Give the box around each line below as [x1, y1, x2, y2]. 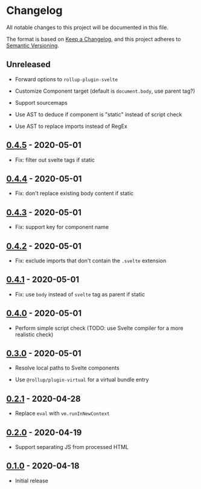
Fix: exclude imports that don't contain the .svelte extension [14, 257, 167, 264]
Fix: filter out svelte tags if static [14, 156, 95, 164]
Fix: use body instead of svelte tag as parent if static [14, 290, 145, 298]
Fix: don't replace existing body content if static [14, 190, 134, 197]
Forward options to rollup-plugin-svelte [14, 75, 118, 82]
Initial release [14, 477, 48, 484]
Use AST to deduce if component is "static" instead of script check [14, 110, 182, 118]
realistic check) [14, 331, 54, 338]
